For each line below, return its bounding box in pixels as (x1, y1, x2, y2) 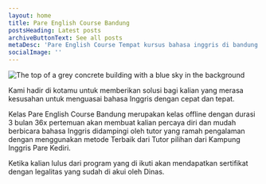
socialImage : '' (8, 48, 62, 56)
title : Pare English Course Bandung (8, 19, 130, 27)
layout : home (8, 11, 52, 20)
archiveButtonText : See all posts (8, 33, 123, 42)
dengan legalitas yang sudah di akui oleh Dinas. (8, 167, 165, 176)
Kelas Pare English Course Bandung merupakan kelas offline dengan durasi (8, 109, 256, 119)
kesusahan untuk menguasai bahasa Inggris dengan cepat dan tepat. (8, 94, 235, 103)
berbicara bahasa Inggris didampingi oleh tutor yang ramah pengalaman (8, 126, 245, 136)
